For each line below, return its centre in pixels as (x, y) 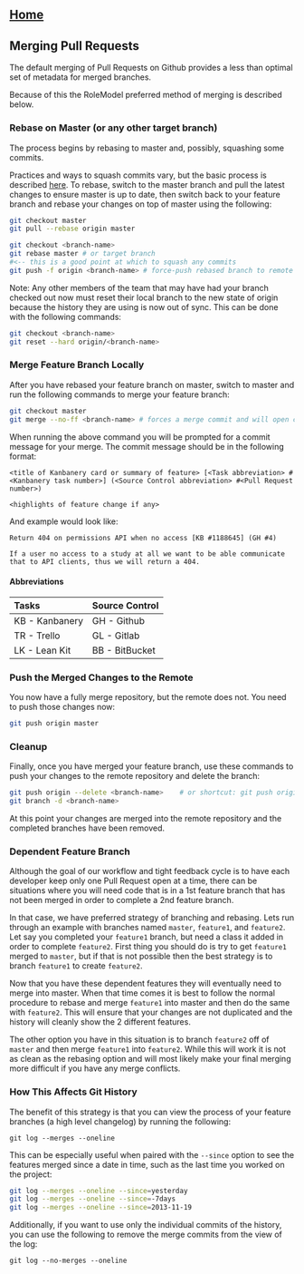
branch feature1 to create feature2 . (76, 966)
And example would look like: (64, 521)
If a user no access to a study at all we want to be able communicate (147, 554)
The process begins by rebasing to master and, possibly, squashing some (147, 148)
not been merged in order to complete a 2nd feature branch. (122, 900)
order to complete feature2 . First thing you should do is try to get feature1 (148, 947)
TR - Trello (37, 636)
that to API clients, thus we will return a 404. (105, 561)
